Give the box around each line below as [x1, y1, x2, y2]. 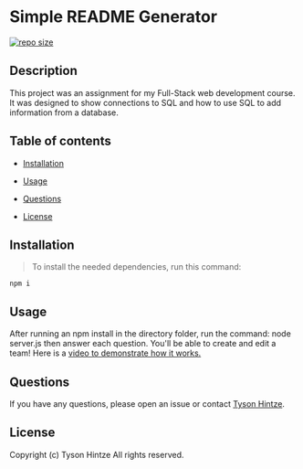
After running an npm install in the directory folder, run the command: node [9, 328, 292, 339]
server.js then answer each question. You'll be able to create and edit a [9, 338, 277, 349]
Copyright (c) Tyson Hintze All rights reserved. [9, 449, 184, 460]
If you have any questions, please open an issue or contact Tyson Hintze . [9, 399, 286, 409]
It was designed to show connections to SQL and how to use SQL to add [9, 97, 281, 108]
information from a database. [9, 107, 119, 118]
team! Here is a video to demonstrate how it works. [9, 347, 202, 358]
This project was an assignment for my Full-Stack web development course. [9, 87, 296, 98]
